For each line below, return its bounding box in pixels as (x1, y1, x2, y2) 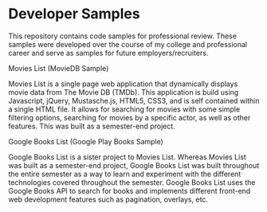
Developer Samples (8, 5, 141, 23)
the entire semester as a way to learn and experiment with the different (8, 169, 241, 179)
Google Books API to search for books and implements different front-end (8, 186, 251, 195)
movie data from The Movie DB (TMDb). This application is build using (8, 87, 239, 96)
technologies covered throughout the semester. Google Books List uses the (8, 177, 256, 187)
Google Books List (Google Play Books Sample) (8, 136, 163, 146)
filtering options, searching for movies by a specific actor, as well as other (8, 112, 251, 122)
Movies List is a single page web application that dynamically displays (8, 79, 238, 88)
